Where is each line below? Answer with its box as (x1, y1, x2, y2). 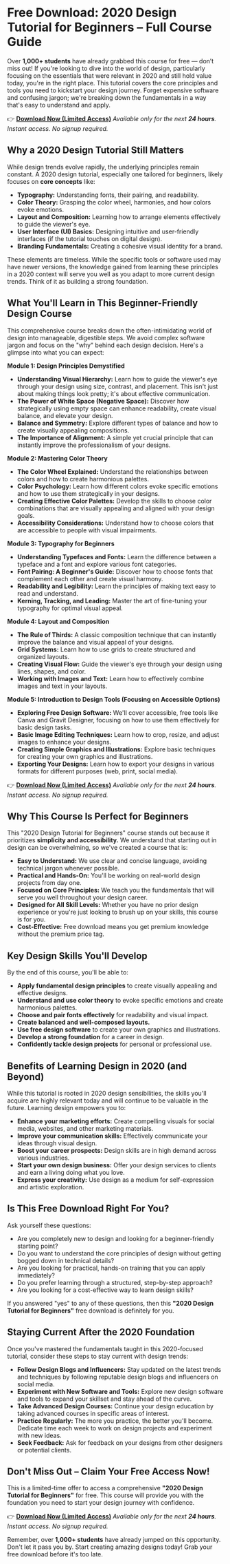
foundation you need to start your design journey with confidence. (7, 1499, 195, 1507)
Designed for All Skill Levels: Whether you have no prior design (16, 901, 199, 909)
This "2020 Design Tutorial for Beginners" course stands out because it (7, 828, 209, 837)
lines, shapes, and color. (16, 667, 87, 676)
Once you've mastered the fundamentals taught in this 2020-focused (7, 1344, 204, 1353)
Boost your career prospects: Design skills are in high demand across (16, 1147, 217, 1154)
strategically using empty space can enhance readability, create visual (16, 404, 217, 413)
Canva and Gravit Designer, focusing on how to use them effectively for (16, 716, 220, 724)
